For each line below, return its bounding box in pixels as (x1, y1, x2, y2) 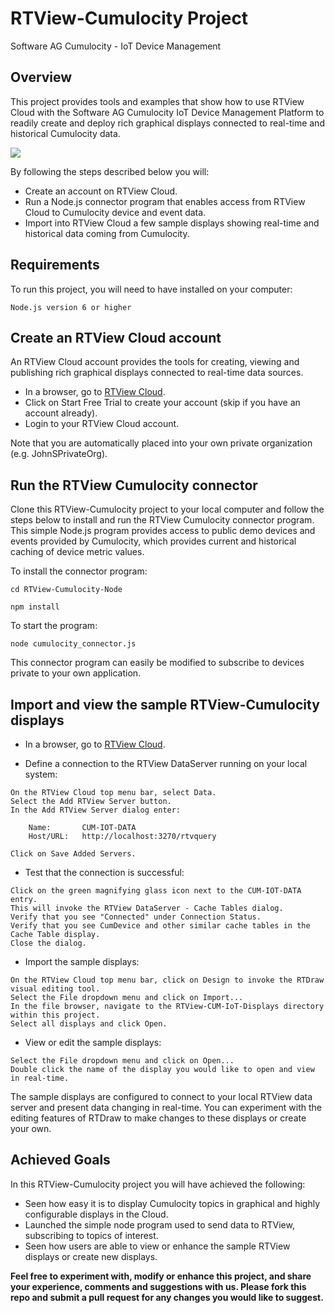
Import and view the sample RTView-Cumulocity (10, 696, 320, 713)
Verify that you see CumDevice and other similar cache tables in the (10, 921, 311, 931)
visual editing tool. (10, 984, 101, 994)
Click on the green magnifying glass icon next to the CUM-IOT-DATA (10, 886, 302, 896)
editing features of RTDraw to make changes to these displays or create (10, 1112, 307, 1124)
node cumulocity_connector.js (10, 639, 137, 649)
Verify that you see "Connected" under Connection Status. (10, 912, 262, 922)
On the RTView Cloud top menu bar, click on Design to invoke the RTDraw (10, 975, 325, 985)
